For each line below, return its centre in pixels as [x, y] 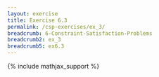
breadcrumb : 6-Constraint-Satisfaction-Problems [80, 33]
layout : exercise [33, 14]
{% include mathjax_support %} [53, 66]
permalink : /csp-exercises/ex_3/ [56, 27]
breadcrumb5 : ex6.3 [36, 46]
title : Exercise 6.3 [38, 20]
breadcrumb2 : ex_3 [34, 40]
